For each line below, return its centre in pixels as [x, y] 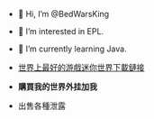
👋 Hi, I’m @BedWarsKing [63, 14]
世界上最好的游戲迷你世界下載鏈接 [81, 67]
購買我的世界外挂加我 [57, 87]
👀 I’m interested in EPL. [61, 31]
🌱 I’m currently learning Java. [72, 49]
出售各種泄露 [41, 105]
